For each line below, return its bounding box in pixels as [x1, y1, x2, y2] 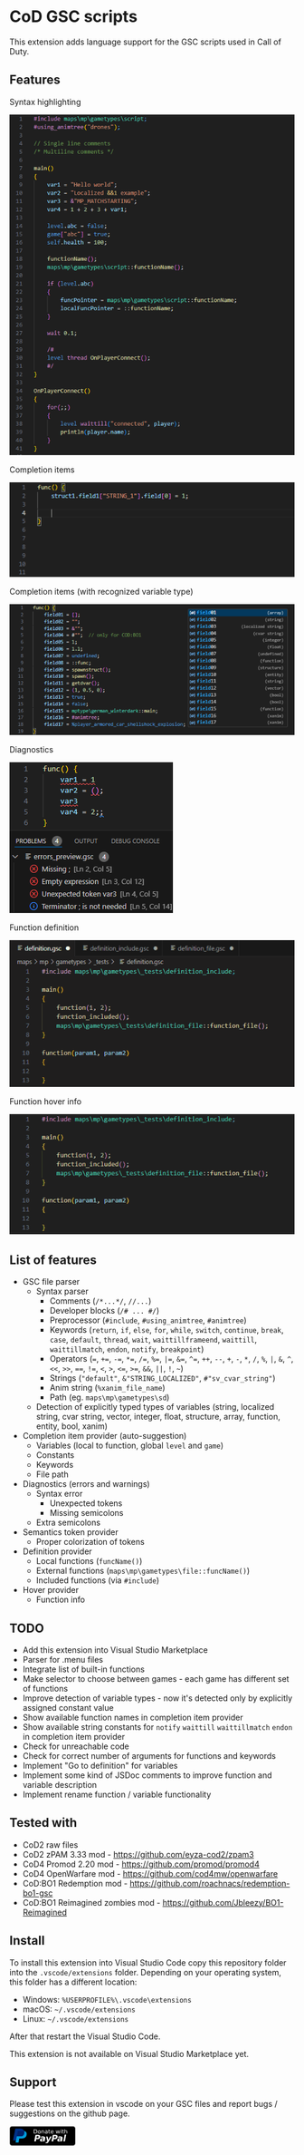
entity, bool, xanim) [35, 1421, 109, 1432]
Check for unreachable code [22, 1741, 129, 1752]
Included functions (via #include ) [35, 1575, 160, 1586]
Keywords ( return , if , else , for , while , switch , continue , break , [49, 1325, 284, 1335]
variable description [22, 1779, 98, 1790]
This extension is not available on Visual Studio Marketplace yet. [9, 2048, 250, 2059]
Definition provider [22, 1546, 92, 1557]
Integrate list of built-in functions [22, 1664, 145, 1674]
